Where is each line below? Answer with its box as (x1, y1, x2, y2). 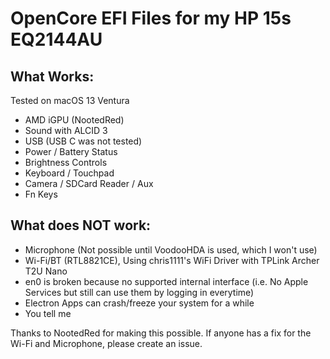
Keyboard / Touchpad (24, 167, 115, 179)
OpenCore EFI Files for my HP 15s (10, 7, 292, 30)
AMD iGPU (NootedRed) (24, 114, 125, 126)
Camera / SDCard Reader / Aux (24, 178, 154, 189)
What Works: (10, 68, 95, 85)
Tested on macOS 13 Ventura (10, 95, 130, 106)
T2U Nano (24, 265, 68, 277)
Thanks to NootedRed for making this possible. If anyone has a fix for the (10, 327, 312, 339)
